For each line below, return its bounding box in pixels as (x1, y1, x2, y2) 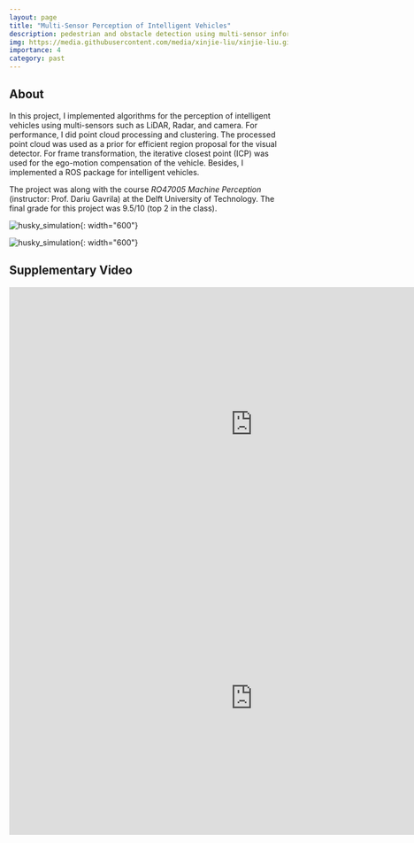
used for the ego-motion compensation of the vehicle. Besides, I (9, 157, 244, 168)
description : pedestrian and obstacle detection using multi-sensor (9, 29, 267, 38)
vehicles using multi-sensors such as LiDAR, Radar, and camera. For (9, 120, 258, 130)
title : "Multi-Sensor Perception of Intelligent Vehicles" (9, 21, 232, 30)
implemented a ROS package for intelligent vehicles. (9, 166, 200, 177)
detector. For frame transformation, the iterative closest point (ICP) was (9, 148, 270, 159)
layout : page (9, 12, 57, 22)
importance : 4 (9, 46, 62, 55)
